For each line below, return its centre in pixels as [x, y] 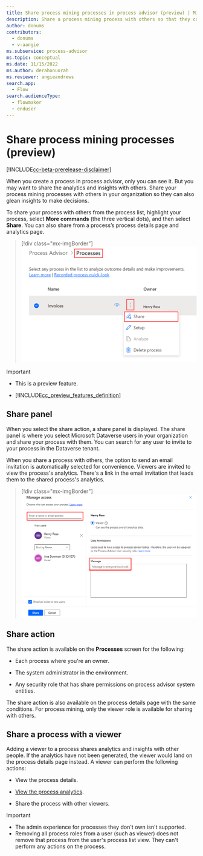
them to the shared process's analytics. [55, 479]
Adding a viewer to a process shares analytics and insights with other [93, 749]
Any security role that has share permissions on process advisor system [105, 684]
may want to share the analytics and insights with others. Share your [92, 188]
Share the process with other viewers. [62, 804]
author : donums [25, 25]
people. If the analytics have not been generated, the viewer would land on [99, 755]
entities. [25, 691]
